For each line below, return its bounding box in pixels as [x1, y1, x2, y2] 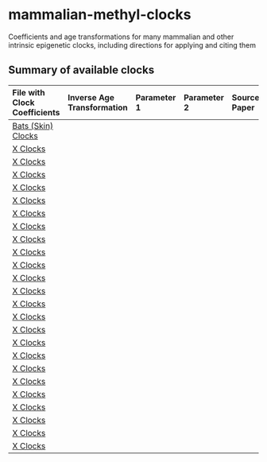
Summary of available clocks [8, 64, 155, 77]
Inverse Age [67, 91, 115, 103]
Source [231, 91, 260, 103]
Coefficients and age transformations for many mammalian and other [8, 32, 234, 41]
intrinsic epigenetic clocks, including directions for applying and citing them [8, 40, 257, 49]
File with [12, 87, 45, 98]
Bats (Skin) [12, 120, 54, 131]
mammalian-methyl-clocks [8, 6, 192, 24]
